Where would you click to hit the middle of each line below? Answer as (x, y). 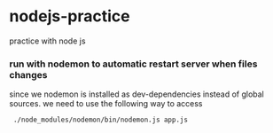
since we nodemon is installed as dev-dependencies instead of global (136, 94)
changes (28, 74)
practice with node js (47, 41)
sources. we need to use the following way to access (106, 104)
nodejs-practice (70, 16)
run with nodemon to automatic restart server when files (133, 64)
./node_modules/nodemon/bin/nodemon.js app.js (101, 120)
